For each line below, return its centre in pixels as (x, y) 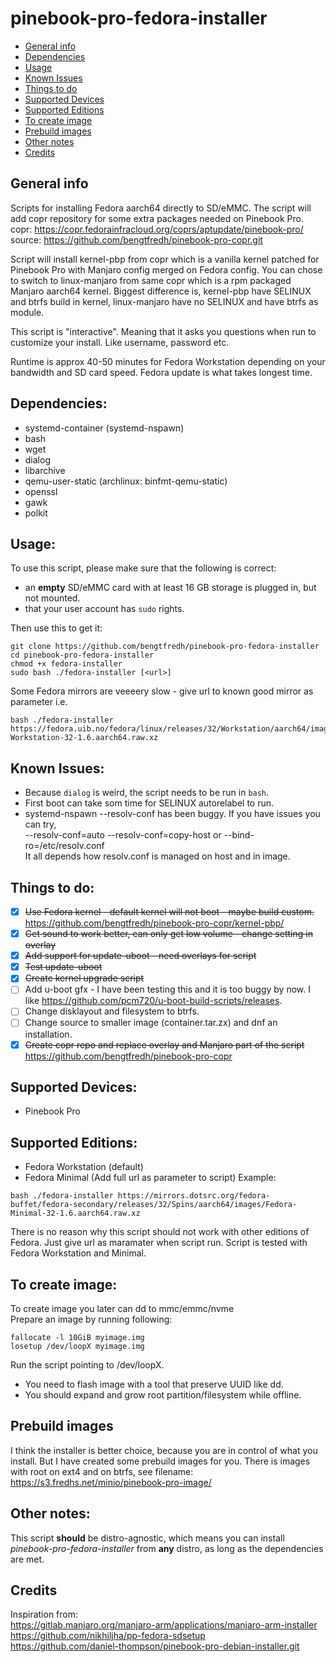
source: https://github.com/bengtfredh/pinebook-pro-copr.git (136, 239)
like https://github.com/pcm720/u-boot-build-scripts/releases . (153, 1001)
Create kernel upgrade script (84, 978)
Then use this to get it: (56, 628)
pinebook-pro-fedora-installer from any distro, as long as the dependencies (167, 1548)
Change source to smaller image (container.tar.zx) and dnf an (151, 1023)
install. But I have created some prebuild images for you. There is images (160, 1461)
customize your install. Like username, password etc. (120, 342)
